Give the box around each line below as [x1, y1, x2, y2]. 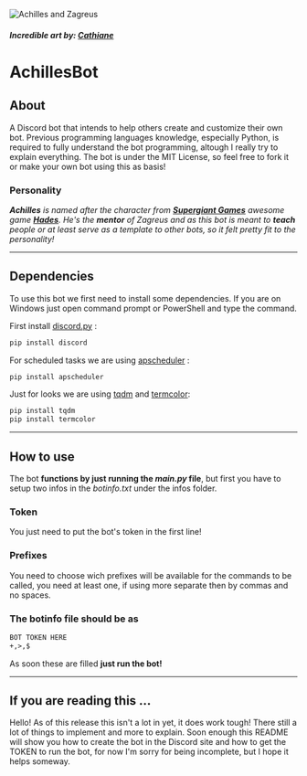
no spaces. [9, 590, 52, 601]
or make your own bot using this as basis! [9, 161, 166, 172]
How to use [9, 449, 75, 464]
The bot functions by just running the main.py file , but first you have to [9, 473, 281, 484]
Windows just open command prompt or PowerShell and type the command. [9, 303, 297, 314]
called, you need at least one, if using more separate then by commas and [9, 579, 289, 590]
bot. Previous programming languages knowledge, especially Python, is [9, 132, 280, 143]
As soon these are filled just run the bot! [9, 658, 163, 669]
